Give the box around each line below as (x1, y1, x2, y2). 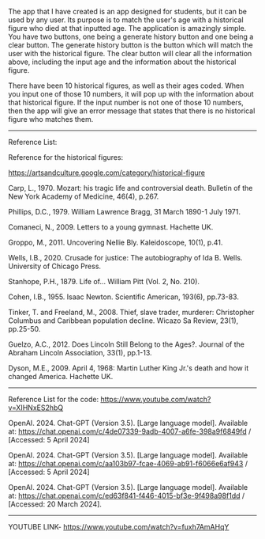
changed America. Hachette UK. (8, 372, 114, 381)
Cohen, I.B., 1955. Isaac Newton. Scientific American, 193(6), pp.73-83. (8, 292, 239, 302)
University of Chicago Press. (8, 261, 101, 271)
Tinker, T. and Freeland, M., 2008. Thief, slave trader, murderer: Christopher (8, 308, 255, 317)
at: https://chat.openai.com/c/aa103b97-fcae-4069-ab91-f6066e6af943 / (8, 459, 248, 468)
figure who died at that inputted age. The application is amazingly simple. (8, 24, 247, 32)
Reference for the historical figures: (8, 153, 124, 161)
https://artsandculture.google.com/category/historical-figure (8, 168, 205, 177)
